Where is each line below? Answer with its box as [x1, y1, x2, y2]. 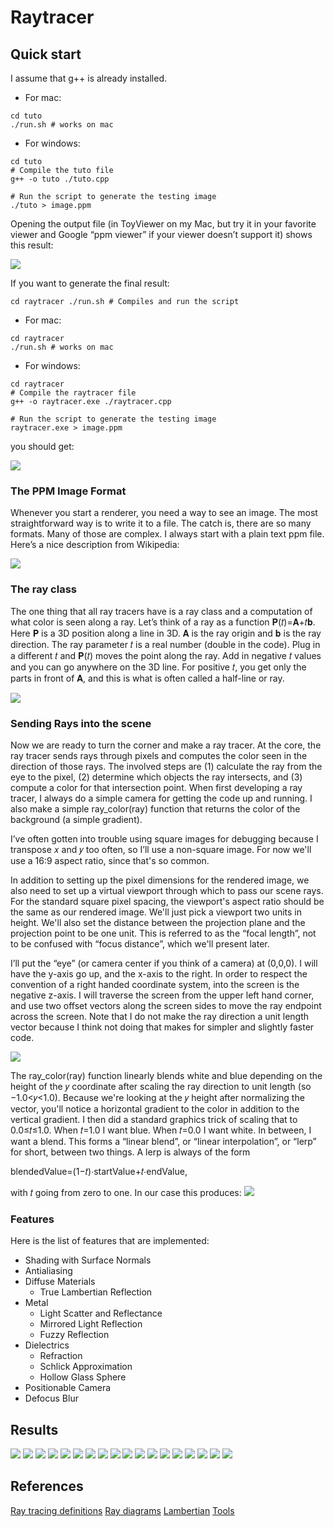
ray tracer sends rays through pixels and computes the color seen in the [10, 749, 308, 761]
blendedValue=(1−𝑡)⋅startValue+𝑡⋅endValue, [10, 1165, 188, 1177]
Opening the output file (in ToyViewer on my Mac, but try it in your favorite [10, 218, 317, 230]
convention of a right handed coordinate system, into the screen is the [10, 978, 300, 990]
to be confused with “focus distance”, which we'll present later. [10, 937, 270, 950]
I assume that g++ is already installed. [10, 72, 167, 84]
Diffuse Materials [24, 1276, 96, 1288]
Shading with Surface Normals [24, 1254, 152, 1266]
